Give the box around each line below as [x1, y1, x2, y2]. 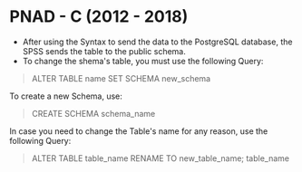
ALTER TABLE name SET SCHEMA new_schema [31, 72, 211, 83]
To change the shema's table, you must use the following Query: [22, 55, 264, 66]
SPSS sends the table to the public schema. [22, 45, 186, 56]
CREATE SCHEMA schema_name [31, 108, 156, 119]
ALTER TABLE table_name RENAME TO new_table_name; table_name [31, 152, 290, 164]
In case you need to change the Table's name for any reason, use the [9, 125, 268, 137]
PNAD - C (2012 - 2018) [9, 6, 189, 27]
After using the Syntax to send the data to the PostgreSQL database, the [22, 36, 293, 47]
